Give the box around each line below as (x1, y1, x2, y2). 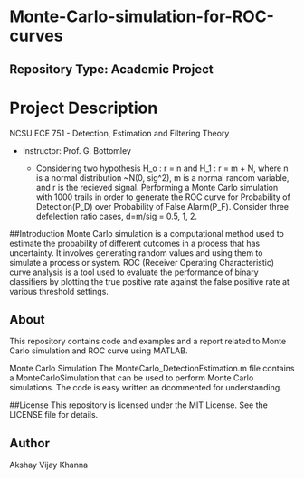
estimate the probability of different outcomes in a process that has (9, 238, 261, 249)
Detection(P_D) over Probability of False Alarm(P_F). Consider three (35, 201, 290, 211)
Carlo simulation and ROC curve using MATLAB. (9, 345, 188, 356)
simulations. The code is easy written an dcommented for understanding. (9, 382, 282, 393)
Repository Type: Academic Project (9, 61, 214, 77)
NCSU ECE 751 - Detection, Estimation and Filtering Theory (9, 127, 230, 138)
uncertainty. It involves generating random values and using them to (9, 247, 263, 258)
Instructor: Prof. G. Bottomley (22, 145, 131, 155)
